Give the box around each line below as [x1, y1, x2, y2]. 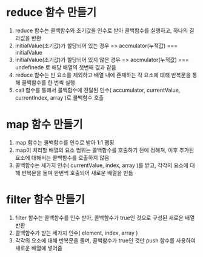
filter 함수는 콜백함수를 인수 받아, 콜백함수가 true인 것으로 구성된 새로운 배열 [15, 214, 195, 221]
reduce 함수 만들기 [6, 5, 97, 19]
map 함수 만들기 [6, 118, 83, 131]
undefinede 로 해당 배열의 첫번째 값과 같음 [15, 63, 116, 70]
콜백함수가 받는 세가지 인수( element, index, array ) [15, 229, 138, 236]
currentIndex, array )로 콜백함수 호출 [15, 94, 104, 101]
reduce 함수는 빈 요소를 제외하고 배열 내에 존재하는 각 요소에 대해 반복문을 [15, 71, 191, 78]
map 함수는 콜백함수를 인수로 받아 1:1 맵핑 [15, 139, 115, 146]
